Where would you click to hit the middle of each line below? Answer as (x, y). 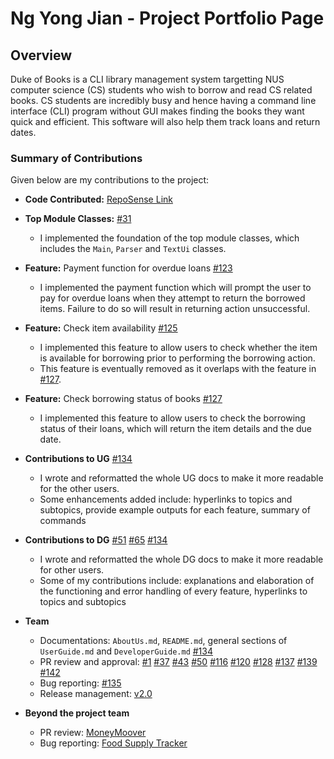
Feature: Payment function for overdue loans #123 (128, 268)
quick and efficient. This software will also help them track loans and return (165, 121)
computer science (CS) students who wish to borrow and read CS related (161, 90)
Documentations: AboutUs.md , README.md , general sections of (163, 641)
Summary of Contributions (76, 158)
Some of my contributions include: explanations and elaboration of (177, 581)
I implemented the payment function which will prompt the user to (175, 288)
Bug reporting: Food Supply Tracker (113, 743)
